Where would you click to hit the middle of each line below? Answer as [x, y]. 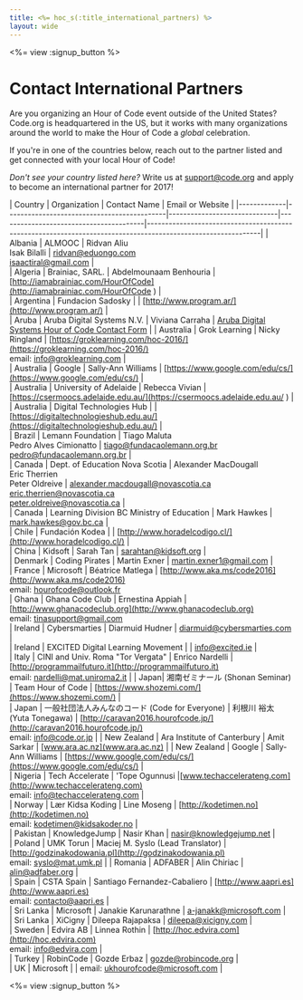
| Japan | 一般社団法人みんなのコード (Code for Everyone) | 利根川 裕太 [142, 708]
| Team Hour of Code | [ [53, 687]
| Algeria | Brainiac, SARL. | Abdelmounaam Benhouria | [113, 272]
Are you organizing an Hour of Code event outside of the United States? [143, 113]
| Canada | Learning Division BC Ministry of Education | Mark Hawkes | [141, 513]
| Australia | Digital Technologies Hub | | [83, 407]
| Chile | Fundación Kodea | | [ [65, 532]
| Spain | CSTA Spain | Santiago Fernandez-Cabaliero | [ [114, 882]
